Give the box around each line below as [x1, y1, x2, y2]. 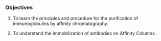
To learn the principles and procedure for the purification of [12, 15, 139, 21]
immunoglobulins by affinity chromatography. [12, 20, 109, 26]
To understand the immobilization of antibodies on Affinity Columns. [12, 30, 156, 36]
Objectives [5, 4, 33, 11]
